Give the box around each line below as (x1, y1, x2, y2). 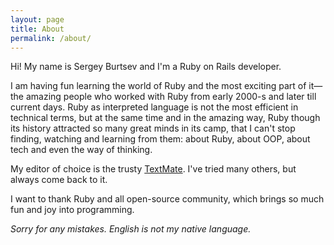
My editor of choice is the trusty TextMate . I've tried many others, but (10, 163, 297, 175)
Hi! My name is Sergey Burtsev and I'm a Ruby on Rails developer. (10, 61, 282, 73)
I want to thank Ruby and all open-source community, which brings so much (10, 193, 325, 205)
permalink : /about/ (10, 33, 92, 43)
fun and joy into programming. (10, 204, 135, 216)
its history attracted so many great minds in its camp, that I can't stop (10, 122, 296, 135)
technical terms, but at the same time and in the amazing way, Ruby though (10, 112, 321, 124)
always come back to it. (10, 174, 108, 186)
